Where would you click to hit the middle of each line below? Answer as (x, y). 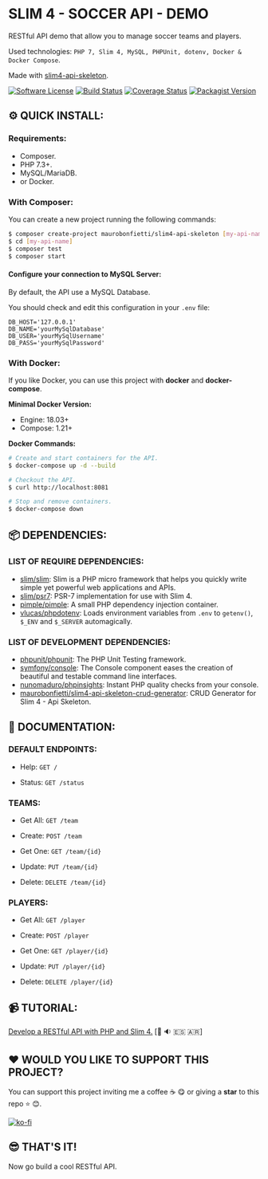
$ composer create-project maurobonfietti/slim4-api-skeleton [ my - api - (130, 234)
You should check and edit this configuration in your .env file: (109, 307)
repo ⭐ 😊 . (25, 1104)
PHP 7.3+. (36, 164)
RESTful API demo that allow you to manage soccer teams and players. (125, 36)
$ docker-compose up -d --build (62, 466)
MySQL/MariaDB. (48, 173)
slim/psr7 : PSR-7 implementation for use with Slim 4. (106, 595)
